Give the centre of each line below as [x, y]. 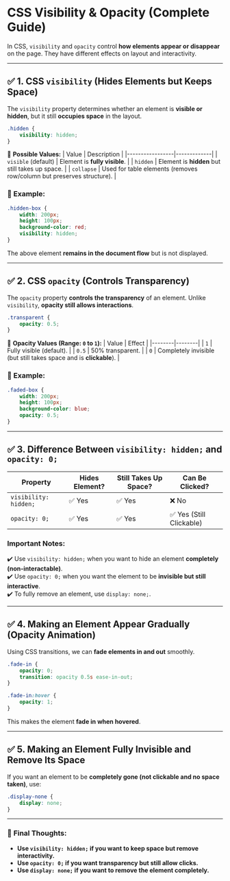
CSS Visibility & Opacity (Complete [108, 13]
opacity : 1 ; [36, 702]
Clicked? [195, 486]
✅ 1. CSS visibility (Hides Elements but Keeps [110, 81]
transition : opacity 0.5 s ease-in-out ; [76, 677]
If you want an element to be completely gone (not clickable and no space [113, 777]
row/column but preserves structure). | [62, 176]
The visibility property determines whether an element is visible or [105, 108]
